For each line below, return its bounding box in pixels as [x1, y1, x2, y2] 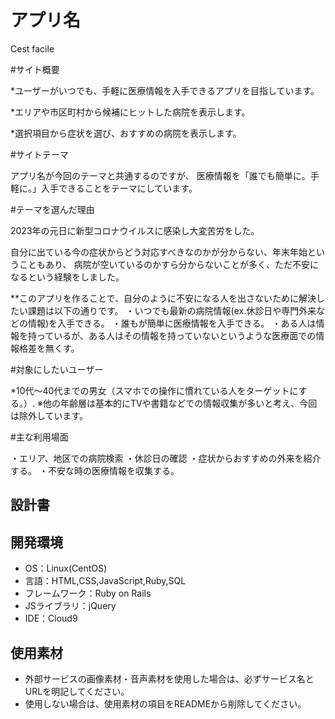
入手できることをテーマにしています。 [40, 182, 198, 194]
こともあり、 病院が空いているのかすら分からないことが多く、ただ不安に [18, 258, 319, 270]
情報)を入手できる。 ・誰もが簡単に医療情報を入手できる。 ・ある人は [27, 317, 317, 329]
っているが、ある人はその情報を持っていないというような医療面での [36, 329, 317, 341]
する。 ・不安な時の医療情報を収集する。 [10, 464, 180, 476]
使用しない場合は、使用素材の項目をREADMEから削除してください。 [24, 697, 307, 710]
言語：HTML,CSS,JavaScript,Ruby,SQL [24, 575, 187, 587]
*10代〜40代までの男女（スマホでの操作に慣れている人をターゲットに [10, 384, 299, 396]
